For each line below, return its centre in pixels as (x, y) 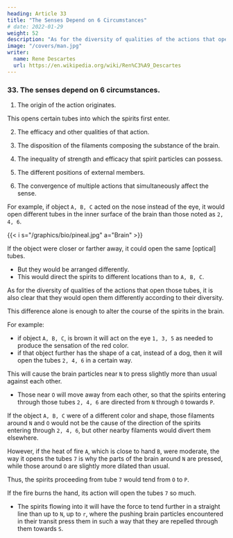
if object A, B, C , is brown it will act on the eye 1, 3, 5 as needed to (115, 338)
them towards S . (40, 528)
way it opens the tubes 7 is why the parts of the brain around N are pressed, (115, 458)
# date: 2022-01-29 (35, 26)
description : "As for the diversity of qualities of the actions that (111, 40)
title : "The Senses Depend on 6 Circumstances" (77, 20)
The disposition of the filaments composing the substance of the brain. (119, 145)
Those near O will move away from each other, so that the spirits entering (121, 395)
